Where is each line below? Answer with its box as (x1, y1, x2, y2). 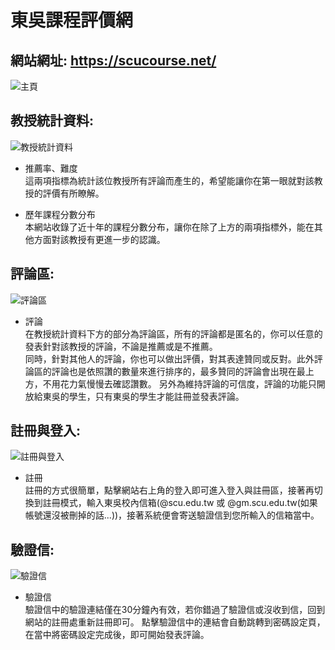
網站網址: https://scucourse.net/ (10, 52, 217, 69)
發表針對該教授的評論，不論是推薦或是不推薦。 (24, 340, 218, 352)
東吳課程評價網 (10, 9, 134, 32)
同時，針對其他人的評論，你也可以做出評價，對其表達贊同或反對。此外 (24, 352, 315, 365)
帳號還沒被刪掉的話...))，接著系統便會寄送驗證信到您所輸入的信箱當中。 (24, 509, 320, 521)
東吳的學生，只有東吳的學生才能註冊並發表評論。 (42, 390, 245, 402)
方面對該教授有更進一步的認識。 (33, 233, 166, 245)
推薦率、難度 (24, 162, 78, 174)
